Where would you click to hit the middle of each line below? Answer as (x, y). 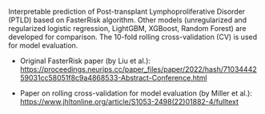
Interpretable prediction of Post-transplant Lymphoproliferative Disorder (127, 12)
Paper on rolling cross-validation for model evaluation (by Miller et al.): (136, 93)
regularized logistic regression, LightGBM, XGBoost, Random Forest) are (127, 28)
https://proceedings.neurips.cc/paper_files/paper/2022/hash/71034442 (139, 69)
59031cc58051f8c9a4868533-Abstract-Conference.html (113, 78)
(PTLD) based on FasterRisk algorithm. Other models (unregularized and (127, 20)
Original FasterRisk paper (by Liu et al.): (85, 61)
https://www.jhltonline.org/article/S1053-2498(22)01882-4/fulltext (129, 102)
